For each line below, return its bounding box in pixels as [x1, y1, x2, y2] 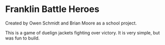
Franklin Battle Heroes [5, 3, 99, 15]
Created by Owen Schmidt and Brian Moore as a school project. [5, 20, 137, 26]
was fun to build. [5, 35, 40, 41]
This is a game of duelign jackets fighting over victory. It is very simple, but [5, 29, 160, 35]
